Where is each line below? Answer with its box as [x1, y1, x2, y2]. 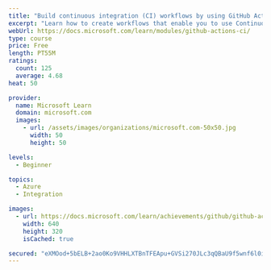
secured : [8, 249, 38, 258]
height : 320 [23, 227, 63, 235]
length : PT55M [8, 49, 56, 57]
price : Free [8, 42, 48, 50]
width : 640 [23, 219, 60, 228]
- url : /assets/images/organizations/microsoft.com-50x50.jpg [23, 124, 236, 132]
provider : [8, 93, 42, 102]
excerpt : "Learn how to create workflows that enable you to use [8, 19, 232, 27]
